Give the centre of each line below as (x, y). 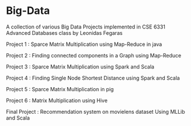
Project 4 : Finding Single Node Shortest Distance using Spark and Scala (93, 78)
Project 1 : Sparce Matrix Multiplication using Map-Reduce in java (84, 44)
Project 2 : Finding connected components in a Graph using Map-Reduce (94, 55)
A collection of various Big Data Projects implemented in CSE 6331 (86, 27)
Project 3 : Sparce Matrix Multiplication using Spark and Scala (80, 66)
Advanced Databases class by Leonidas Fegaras (64, 33)
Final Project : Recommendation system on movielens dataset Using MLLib (95, 111)
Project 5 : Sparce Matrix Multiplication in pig (60, 89)
